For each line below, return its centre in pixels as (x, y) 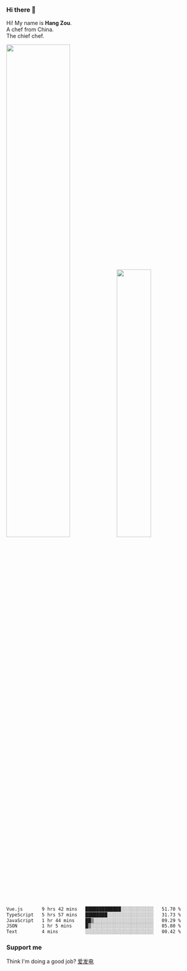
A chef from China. (30, 29)
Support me (24, 948)
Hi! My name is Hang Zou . (39, 23)
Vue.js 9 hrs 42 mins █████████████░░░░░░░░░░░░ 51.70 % (94, 909)
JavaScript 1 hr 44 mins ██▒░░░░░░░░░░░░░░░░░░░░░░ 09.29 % (94, 920)
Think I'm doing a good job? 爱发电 (50, 961)
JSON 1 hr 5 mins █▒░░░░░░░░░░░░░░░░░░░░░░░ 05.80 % (94, 926)
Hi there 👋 (21, 10)
